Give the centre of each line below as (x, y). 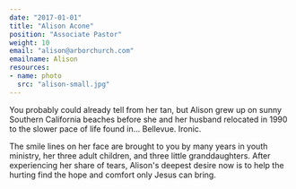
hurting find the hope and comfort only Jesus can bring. (113, 175)
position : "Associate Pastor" (66, 34)
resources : (30, 68)
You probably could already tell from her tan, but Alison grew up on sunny (146, 109)
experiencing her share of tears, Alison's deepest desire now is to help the (147, 165)
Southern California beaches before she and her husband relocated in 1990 (148, 119)
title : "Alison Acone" (52, 26)
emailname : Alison (44, 59)
